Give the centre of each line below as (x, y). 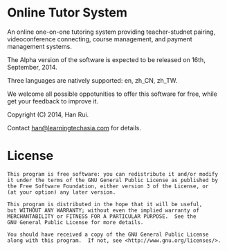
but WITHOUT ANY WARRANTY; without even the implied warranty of (103, 210)
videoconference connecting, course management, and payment (100, 39)
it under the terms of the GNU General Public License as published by (112, 180)
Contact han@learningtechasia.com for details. (74, 128)
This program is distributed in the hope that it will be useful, (105, 204)
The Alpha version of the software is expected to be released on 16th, (106, 59)
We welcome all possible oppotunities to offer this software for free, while (112, 94)
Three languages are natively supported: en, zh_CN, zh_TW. (92, 80)
